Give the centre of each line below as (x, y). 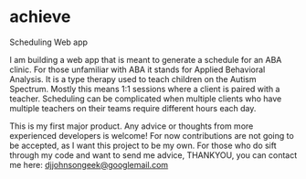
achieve (40, 17)
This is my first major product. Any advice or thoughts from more (132, 126)
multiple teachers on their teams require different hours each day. (133, 108)
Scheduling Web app (49, 42)
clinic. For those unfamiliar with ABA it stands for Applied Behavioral (137, 69)
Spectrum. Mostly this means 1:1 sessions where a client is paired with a (145, 89)
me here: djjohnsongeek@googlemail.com (89, 164)
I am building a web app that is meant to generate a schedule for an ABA (146, 59)
